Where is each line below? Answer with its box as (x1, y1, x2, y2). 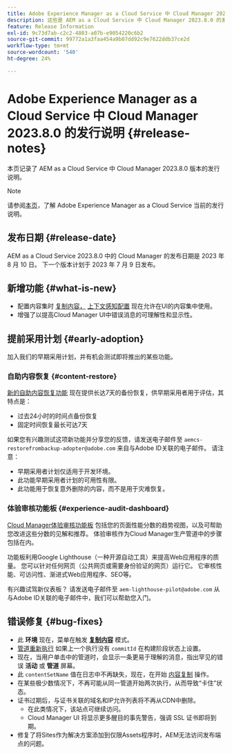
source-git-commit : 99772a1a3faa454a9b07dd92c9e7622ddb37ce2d (7, 36, 190, 43)
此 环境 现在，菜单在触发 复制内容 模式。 (17, 635, 133, 644)
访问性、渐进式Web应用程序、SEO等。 (25, 570, 135, 578)
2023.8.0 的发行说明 (7, 125, 125, 141)
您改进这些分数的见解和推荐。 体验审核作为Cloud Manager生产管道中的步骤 (7, 529, 222, 537)
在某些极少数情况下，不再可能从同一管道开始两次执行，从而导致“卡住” (17, 679, 217, 687)
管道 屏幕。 (46, 661, 79, 670)
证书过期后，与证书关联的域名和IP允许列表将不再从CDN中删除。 (17, 696, 200, 704)
